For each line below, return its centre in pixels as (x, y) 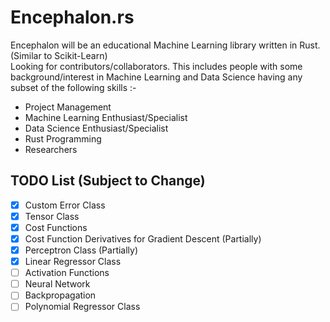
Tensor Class (52, 216)
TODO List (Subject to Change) (108, 181)
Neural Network (57, 284)
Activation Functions (67, 273)
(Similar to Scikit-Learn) (59, 55)
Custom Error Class (65, 205)
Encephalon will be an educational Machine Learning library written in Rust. (165, 45)
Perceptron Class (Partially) (81, 250)
